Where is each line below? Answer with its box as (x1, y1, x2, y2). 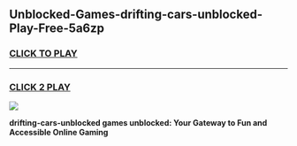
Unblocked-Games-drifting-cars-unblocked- (9, 7, 263, 22)
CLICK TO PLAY (9, 48, 78, 60)
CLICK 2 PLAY (9, 81, 71, 93)
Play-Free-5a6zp (9, 21, 104, 36)
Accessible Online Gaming (9, 127, 109, 137)
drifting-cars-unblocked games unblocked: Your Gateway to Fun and (9, 117, 268, 127)
